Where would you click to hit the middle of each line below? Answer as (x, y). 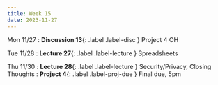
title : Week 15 (29, 13)
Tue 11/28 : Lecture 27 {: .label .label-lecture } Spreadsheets (93, 53)
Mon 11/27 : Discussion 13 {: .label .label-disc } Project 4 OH (93, 39)
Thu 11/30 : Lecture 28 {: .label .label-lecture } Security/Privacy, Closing (109, 66)
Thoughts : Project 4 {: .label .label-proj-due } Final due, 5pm (94, 74)
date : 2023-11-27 (32, 20)
